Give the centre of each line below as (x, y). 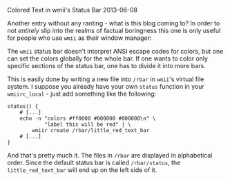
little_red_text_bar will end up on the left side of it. (82, 170)
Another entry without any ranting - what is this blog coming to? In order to (114, 23)
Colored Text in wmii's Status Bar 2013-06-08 (73, 10)
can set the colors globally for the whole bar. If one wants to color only (108, 58)
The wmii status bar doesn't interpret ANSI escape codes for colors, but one (115, 51)
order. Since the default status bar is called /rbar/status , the (94, 162)
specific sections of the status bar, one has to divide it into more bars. (106, 66)
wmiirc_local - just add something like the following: (82, 94)
